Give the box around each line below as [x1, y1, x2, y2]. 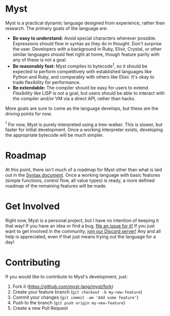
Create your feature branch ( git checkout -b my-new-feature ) [12, 289, 143, 295]
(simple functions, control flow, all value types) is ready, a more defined [5, 177, 155, 183]
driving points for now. [5, 110, 52, 117]
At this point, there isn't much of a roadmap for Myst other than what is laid [5, 167, 162, 173]
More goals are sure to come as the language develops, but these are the [5, 105, 159, 111]
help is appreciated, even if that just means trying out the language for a [5, 234, 156, 240]
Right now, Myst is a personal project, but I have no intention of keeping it [5, 217, 159, 224]
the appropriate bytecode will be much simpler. [5, 132, 104, 138]
